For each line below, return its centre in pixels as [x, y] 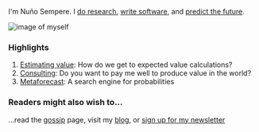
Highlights [29, 47]
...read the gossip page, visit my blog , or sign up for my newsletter [117, 119]
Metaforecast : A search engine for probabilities [97, 82]
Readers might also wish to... [66, 103]
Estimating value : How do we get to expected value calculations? [126, 65]
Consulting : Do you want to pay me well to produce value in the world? [135, 73]
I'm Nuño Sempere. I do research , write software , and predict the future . [126, 12]
